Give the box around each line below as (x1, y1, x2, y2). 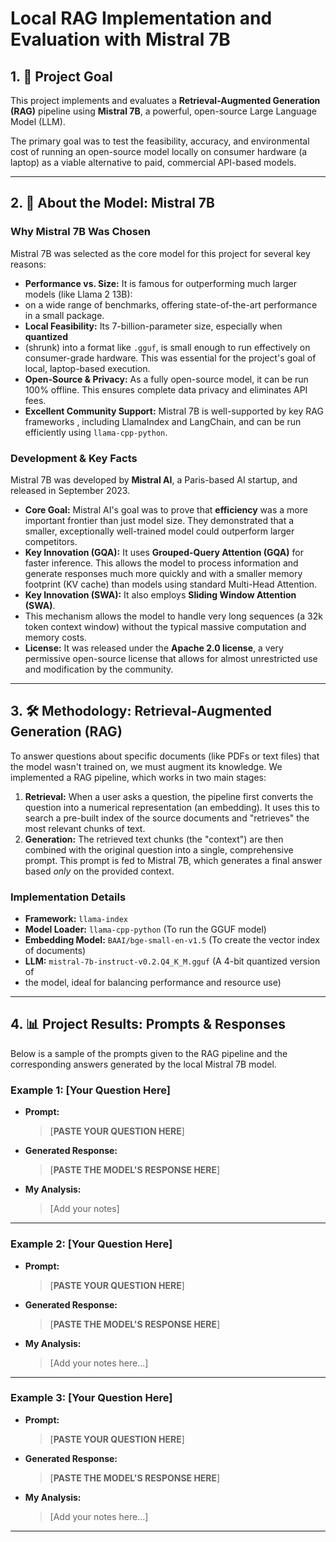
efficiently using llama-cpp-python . (24, 426, 168, 438)
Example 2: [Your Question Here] (10, 1237, 173, 1251)
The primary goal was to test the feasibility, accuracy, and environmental (10, 135, 310, 147)
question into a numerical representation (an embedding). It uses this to (24, 801, 320, 813)
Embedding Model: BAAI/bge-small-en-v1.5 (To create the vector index (24, 934, 320, 946)
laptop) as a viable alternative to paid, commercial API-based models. (10, 157, 297, 168)
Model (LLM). (10, 116, 66, 127)
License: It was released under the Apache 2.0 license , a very (24, 642, 284, 654)
